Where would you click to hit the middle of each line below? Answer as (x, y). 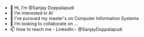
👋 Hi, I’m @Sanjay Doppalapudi (42, 8)
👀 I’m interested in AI (31, 13)
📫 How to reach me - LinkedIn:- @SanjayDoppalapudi (66, 29)
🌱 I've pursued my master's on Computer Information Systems (74, 18)
